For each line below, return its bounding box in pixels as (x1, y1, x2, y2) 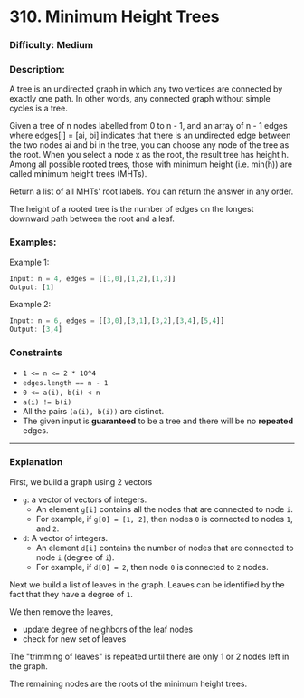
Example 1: (9, 257, 50, 267)
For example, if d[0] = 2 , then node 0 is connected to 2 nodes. (35, 561, 269, 572)
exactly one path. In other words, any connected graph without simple (9, 93, 271, 104)
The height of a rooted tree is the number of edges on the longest (9, 204, 254, 215)
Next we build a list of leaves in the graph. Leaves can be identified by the (9, 578, 285, 590)
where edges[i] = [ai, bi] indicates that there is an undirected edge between (9, 130, 291, 141)
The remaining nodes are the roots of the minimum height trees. (9, 678, 247, 689)
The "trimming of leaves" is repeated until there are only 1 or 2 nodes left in (9, 651, 290, 662)
